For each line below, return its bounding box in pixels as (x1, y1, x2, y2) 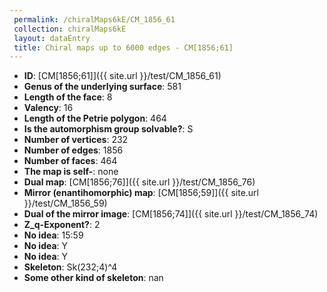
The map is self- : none (23, 166, 119, 178)
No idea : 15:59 (23, 229, 84, 241)
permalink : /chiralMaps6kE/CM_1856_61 (13, 14, 176, 25)
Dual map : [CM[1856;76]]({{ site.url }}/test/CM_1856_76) (23, 176, 256, 188)
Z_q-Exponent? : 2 (23, 219, 101, 231)
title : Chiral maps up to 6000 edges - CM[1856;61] (13, 42, 234, 53)
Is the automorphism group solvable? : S (23, 123, 194, 135)
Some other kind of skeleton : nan (23, 272, 164, 284)
